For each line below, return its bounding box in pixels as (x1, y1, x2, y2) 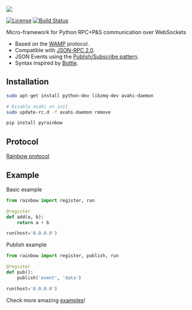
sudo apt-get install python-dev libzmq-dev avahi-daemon (6, 93, 154, 99)
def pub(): (6, 269, 33, 276)
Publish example (6, 241, 47, 249)
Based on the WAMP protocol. (14, 40, 90, 47)
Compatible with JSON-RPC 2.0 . (14, 47, 95, 53)
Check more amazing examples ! (6, 296, 86, 303)
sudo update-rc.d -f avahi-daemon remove (6, 109, 111, 115)
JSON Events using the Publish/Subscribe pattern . (14, 53, 139, 60)
